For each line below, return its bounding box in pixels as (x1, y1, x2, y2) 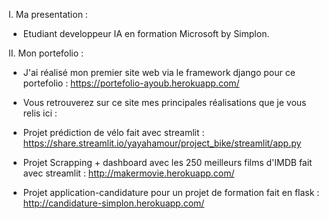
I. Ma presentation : (8, 9, 88, 20)
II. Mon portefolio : (8, 47, 85, 59)
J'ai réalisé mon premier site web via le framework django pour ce (22, 67, 296, 78)
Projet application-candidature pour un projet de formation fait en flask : (22, 187, 320, 198)
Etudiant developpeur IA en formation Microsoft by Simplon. (22, 28, 270, 39)
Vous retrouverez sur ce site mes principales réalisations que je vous (22, 97, 307, 108)
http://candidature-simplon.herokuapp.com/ (22, 197, 205, 209)
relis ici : (22, 107, 58, 119)
